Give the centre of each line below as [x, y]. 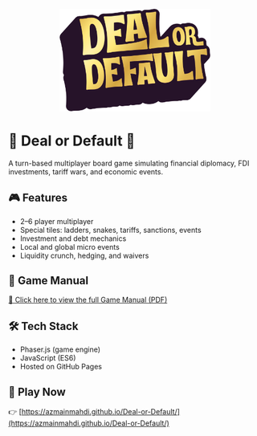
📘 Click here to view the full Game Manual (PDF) [88, 300]
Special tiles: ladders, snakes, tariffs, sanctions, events [111, 230]
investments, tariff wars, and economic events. [86, 171]
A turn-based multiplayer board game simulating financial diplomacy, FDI [129, 163]
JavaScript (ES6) [48, 358]
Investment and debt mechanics [73, 238]
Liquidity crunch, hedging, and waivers [84, 255]
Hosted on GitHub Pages [61, 367]
